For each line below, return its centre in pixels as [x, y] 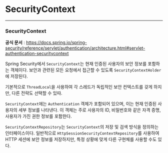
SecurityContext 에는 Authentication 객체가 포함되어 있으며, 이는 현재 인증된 [81, 104]
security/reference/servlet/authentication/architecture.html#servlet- [75, 48]
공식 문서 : [15, 42]
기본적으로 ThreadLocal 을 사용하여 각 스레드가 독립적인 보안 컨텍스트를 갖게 [79, 87]
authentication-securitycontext [37, 53]
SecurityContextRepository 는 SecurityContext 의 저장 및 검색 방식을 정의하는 [82, 127]
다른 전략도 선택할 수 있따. [37, 93]
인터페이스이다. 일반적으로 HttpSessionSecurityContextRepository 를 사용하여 [82, 133]
